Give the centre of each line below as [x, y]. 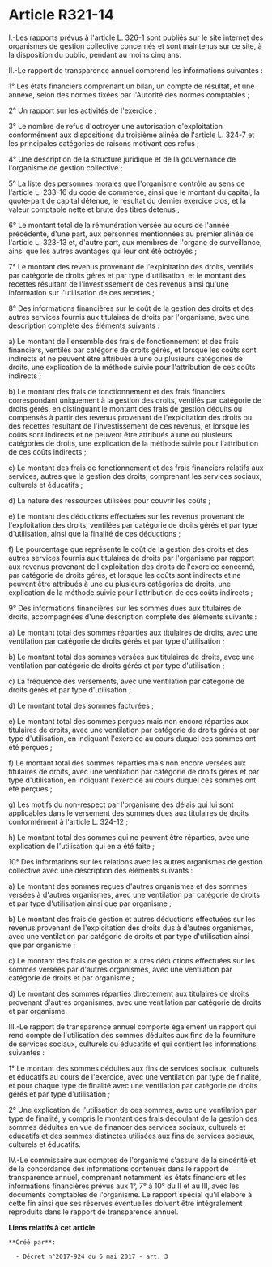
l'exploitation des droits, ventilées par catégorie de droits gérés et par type [133, 524]
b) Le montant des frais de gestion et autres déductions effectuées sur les [132, 919]
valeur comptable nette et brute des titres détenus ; [94, 209]
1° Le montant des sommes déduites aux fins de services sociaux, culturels [134, 1068]
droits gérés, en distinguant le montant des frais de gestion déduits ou [125, 408]
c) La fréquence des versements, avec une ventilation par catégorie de [127, 681]
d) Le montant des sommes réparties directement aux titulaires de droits [129, 993]
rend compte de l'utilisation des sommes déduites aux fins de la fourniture [132, 1035]
